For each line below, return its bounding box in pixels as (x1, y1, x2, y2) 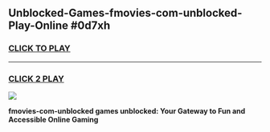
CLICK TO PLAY (8, 43, 71, 54)
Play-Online (8, 19, 68, 33)
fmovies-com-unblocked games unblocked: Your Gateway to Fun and (8, 106, 246, 115)
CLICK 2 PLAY (8, 73, 64, 84)
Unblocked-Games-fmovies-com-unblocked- (8, 6, 243, 20)
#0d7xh (70, 19, 111, 33)
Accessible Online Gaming (8, 114, 99, 124)
